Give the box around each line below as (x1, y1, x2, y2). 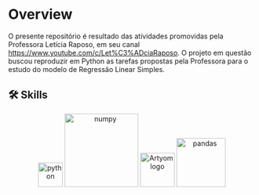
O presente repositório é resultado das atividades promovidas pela (8, 31, 224, 41)
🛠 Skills (8, 88, 49, 102)
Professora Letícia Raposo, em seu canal (8, 39, 140, 49)
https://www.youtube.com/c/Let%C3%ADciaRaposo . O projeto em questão (8, 48, 252, 57)
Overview (8, 5, 73, 23)
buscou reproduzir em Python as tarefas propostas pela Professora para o (8, 56, 249, 66)
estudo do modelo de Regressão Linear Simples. (8, 64, 165, 74)
